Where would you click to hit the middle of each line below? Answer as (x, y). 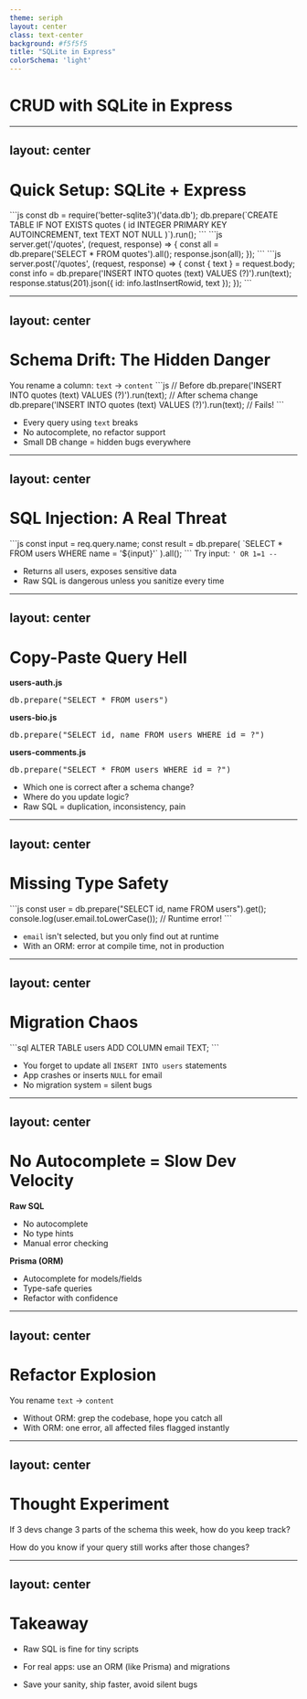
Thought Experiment (90, 1504)
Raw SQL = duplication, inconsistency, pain (104, 807)
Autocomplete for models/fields (82, 1279)
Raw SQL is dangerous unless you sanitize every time (123, 581)
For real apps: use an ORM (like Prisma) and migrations (126, 1667)
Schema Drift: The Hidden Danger (140, 360)
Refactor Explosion (83, 1375)
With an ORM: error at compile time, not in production (123, 946)
